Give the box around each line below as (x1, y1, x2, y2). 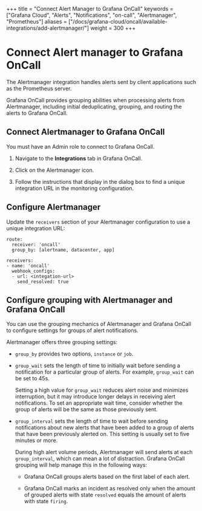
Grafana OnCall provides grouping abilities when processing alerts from (6, 96, 185, 103)
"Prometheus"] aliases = (6, 18, 68, 25)
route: (6, 236, 23, 242)
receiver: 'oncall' (11, 241, 61, 247)
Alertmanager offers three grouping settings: (6, 339, 118, 346)
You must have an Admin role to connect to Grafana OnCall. (6, 143, 155, 150)
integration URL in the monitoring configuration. (15, 184, 134, 192)
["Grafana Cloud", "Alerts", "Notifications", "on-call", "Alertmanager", (6, 11, 177, 19)
